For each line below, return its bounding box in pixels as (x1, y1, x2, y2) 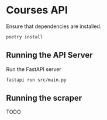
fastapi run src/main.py (6, 77, 67, 83)
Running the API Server (6, 50, 93, 60)
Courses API (6, 3, 68, 17)
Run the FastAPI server (6, 65, 61, 73)
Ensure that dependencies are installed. (6, 23, 102, 30)
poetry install (6, 34, 43, 40)
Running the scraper (6, 93, 82, 103)
